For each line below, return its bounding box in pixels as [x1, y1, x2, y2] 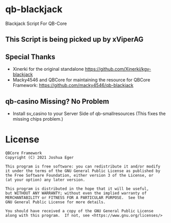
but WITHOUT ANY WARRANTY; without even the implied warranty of [5, 190, 147, 196]
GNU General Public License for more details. [5, 200, 106, 205]
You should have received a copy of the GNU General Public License [5, 208, 154, 213]
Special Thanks [5, 52, 55, 61]
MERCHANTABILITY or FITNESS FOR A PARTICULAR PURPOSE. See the [5, 195, 145, 200]
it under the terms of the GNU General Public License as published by [5, 168, 160, 174]
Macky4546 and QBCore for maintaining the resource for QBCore [12, 77, 151, 83]
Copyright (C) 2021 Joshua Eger [5, 155, 74, 160]
